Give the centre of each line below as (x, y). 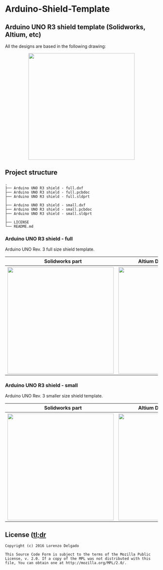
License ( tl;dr (26, 535)
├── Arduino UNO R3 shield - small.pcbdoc (49, 209)
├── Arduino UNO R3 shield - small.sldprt (49, 214)
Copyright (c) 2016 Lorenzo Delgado (42, 546)
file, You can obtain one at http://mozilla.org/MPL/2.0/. (66, 563)
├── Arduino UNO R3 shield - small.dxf (45, 205)
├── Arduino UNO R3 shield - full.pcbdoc (48, 192)
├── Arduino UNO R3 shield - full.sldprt (48, 197)
